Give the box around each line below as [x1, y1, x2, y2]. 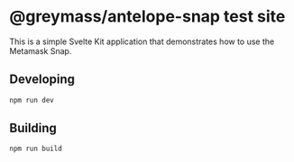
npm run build [9, 144, 63, 154]
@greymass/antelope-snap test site [9, 6, 286, 27]
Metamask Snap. [9, 45, 72, 56]
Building [9, 121, 57, 136]
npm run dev [9, 95, 54, 104]
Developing [9, 72, 75, 87]
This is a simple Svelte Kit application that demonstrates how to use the [9, 36, 275, 47]
